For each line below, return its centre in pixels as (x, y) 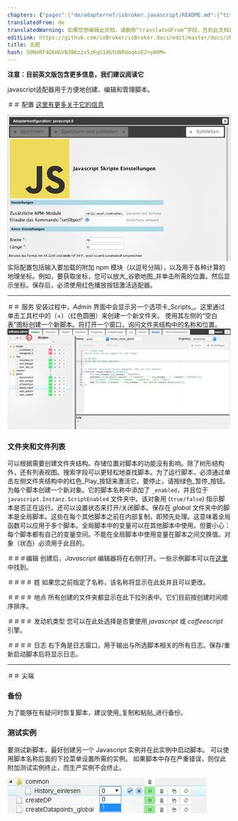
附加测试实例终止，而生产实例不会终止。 (66, 767)
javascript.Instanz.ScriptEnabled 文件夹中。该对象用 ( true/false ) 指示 (113, 499)
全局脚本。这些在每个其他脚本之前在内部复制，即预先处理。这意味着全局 (125, 517)
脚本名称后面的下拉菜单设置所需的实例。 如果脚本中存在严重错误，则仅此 (120, 759)
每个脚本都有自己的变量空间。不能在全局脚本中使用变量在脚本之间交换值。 (116, 534)
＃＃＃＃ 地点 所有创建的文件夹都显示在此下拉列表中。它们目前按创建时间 (114, 597)
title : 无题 (24, 45)
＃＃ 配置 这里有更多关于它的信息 (56, 104)
